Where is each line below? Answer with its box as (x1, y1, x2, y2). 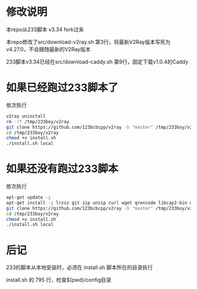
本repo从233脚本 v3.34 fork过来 (6, 26, 84, 33)
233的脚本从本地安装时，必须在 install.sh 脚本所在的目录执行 (6, 264, 153, 271)
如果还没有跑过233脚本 (6, 162, 118, 176)
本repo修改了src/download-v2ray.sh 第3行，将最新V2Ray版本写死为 (6, 38, 171, 45)
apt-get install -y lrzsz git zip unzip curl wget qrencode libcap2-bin (6, 200, 188, 206)
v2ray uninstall (6, 113, 46, 119)
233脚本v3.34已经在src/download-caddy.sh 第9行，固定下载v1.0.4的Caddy (6, 58, 189, 65)
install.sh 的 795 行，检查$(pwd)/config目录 (6, 277, 111, 284)
